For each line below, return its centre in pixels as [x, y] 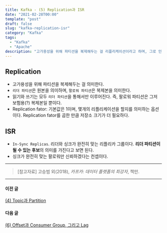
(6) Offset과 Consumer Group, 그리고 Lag [47, 225]
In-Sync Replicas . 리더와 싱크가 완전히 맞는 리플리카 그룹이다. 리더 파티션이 [86, 144]
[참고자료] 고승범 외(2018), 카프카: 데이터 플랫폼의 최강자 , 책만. [78, 172]
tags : [11, 38]
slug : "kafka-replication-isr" [38, 28]
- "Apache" [21, 47]
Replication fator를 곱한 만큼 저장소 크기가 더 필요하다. [76, 116]
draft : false [19, 24]
